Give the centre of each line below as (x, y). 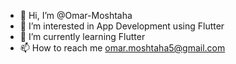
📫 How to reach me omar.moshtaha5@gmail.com (122, 48)
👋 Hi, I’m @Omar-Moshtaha (76, 15)
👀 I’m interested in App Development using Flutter (122, 26)
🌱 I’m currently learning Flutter (82, 36)
